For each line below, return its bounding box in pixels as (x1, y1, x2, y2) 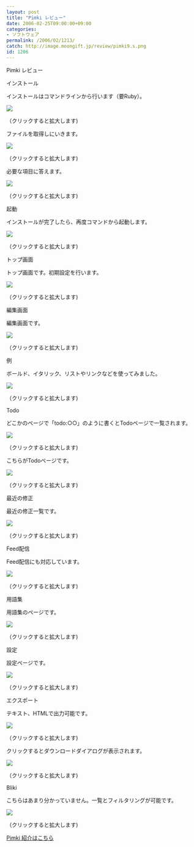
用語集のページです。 (6, 608, 60, 616)
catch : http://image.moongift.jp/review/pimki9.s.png (6, 44, 147, 50)
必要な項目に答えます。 (6, 167, 65, 175)
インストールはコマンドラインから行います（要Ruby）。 (6, 93, 146, 100)
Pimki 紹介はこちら (6, 834, 54, 841)
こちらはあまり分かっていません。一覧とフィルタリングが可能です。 (6, 796, 177, 803)
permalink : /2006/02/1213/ (6, 37, 75, 44)
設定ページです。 (6, 659, 49, 666)
